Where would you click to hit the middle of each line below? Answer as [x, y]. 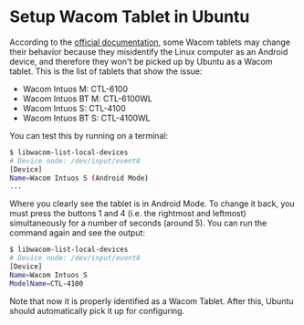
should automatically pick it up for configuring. [97, 310]
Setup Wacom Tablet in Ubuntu [130, 17]
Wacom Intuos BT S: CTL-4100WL [86, 118]
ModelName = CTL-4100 [47, 283]
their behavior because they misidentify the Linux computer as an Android [149, 51]
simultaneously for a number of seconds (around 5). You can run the [138, 223]
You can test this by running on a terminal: [89, 135]
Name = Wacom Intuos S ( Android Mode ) [79, 178]
